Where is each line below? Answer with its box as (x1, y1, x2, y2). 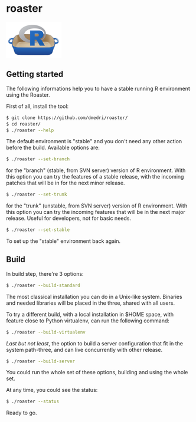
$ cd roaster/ (6, 121, 41, 127)
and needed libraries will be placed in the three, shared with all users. (6, 299, 175, 306)
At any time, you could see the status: (6, 387, 98, 394)
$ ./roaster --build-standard (6, 282, 81, 288)
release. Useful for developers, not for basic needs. (6, 215, 132, 222)
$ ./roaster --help (6, 127, 54, 133)
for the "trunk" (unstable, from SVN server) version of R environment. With (6, 202, 188, 209)
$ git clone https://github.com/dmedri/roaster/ (6, 114, 128, 121)
